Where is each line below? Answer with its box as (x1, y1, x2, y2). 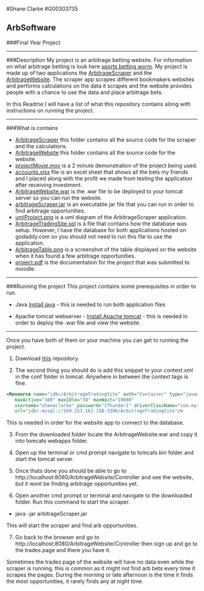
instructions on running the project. (6, 106, 95, 114)
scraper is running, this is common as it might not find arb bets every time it (6, 565, 195, 572)
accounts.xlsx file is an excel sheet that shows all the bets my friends (15, 168, 188, 176)
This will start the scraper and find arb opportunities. (6, 522, 138, 529)
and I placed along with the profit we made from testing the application (15, 174, 192, 182)
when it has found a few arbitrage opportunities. (15, 252, 136, 259)
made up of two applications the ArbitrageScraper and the (6, 69, 152, 77)
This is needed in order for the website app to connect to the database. (6, 419, 185, 426)
